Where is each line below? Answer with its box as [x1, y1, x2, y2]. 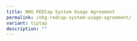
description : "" [6, 25, 47, 32]
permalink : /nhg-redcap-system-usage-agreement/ [6, 14, 132, 20]
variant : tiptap [6, 20, 47, 26]
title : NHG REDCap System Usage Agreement [6, 8, 115, 15]
